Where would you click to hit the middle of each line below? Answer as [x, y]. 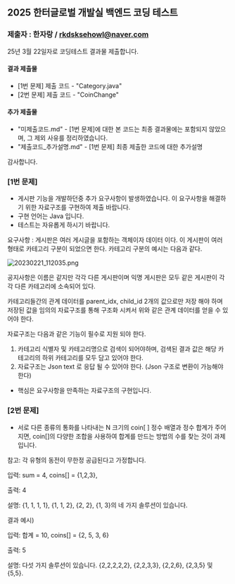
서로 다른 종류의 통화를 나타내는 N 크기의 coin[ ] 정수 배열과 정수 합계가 [115, 427]
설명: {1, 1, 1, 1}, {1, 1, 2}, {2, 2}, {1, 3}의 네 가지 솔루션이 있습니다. [97, 505]
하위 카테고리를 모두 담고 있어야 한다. [93, 358]
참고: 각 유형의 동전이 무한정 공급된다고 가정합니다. [77, 460]
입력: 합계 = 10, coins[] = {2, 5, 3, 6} [58, 535]
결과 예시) [21, 520]
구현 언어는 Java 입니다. [51, 216]
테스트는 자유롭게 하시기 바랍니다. [64, 225]
